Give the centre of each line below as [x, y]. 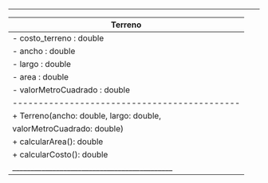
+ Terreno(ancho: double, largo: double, [87, 116]
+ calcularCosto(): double [60, 154]
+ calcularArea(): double [58, 142]
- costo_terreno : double [58, 38]
